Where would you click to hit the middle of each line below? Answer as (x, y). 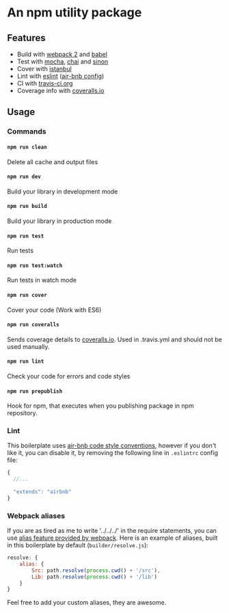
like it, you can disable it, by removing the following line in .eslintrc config (113, 453)
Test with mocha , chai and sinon (63, 62)
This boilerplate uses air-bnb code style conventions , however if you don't (112, 445)
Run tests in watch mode (42, 280)
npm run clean (27, 147)
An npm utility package (75, 13)
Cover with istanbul (44, 69)
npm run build (27, 207)
